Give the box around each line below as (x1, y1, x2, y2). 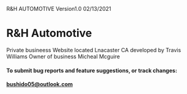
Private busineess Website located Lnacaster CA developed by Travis (6, 46, 182, 53)
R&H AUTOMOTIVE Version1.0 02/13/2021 (6, 5, 112, 12)
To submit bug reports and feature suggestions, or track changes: (6, 67, 177, 74)
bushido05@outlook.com (6, 81, 73, 88)
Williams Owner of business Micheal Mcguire (6, 53, 120, 60)
